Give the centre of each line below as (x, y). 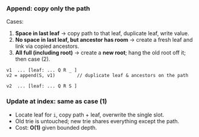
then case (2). (32, 59)
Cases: (15, 22)
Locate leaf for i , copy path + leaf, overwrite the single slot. (89, 115)
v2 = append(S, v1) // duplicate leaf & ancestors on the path (97, 76)
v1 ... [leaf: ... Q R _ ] (42, 70)
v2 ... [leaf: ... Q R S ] (42, 86)
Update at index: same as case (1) (57, 101)
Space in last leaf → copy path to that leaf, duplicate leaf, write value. (102, 33)
